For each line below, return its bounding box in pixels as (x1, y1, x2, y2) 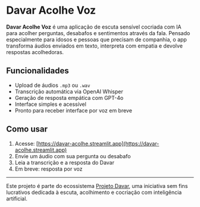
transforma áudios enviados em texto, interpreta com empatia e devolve (6, 42, 183, 49)
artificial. (6, 195, 28, 202)
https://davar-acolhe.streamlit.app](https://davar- (37, 140, 160, 147)
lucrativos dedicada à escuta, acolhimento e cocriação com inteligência (6, 189, 182, 196)
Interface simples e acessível (14, 101, 86, 108)
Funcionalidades (6, 66, 70, 76)
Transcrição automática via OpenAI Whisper (14, 87, 123, 95)
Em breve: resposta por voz (14, 165, 83, 172)
